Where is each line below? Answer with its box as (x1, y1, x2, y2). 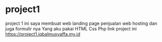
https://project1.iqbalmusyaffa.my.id (5, 31, 80, 37)
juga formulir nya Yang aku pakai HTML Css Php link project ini (5, 25, 137, 31)
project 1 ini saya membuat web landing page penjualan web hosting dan (5, 20, 157, 26)
